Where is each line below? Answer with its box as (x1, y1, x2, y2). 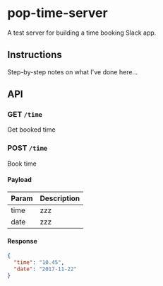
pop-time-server (7, 5, 108, 21)
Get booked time (7, 125, 56, 134)
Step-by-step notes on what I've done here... (7, 67, 138, 76)
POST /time (7, 143, 48, 153)
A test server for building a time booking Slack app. (7, 28, 157, 37)
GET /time (7, 110, 42, 120)
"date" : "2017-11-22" (13, 265, 78, 273)
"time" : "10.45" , (13, 259, 65, 266)
